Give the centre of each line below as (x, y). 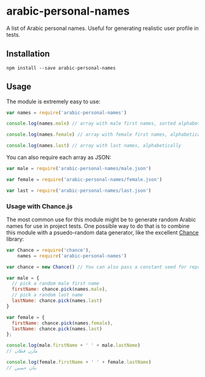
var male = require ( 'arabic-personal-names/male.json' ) (79, 169)
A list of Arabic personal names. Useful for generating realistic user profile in (103, 28)
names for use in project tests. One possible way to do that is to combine (98, 226)
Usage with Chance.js (40, 206)
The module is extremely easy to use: (53, 101)
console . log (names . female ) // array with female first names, (87, 135)
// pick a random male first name (56, 284)
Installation (28, 54)
